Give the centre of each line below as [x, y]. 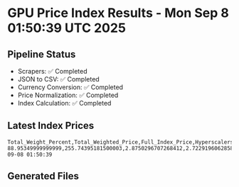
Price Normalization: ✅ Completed [68, 95]
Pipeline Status [42, 54]
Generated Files [43, 176]
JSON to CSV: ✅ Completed [58, 79]
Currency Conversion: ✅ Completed [70, 87]
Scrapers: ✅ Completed [52, 71]
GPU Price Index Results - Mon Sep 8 [118, 13]
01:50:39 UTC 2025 [67, 28]
